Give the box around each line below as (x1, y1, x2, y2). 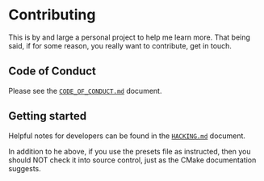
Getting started (8, 109, 87, 123)
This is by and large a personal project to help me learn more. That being (8, 32, 250, 42)
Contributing (8, 6, 96, 24)
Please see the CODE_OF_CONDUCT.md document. (8, 86, 162, 95)
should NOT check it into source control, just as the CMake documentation (8, 155, 257, 165)
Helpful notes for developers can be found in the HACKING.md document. (8, 131, 246, 141)
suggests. (8, 163, 42, 173)
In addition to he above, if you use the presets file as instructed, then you (8, 146, 251, 156)
